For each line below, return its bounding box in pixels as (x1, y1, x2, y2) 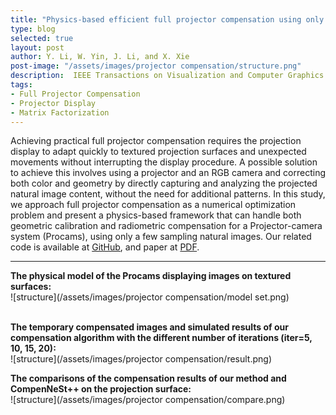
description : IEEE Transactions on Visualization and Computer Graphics (10, 71, 325, 81)
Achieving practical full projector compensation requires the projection (10, 135, 302, 147)
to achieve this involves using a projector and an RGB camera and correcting (10, 167, 327, 179)
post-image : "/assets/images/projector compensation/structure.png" (10, 61, 302, 71)
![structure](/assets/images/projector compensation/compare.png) (10, 394, 286, 406)
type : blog (10, 24, 56, 34)
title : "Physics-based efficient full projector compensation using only (10, 14, 325, 25)
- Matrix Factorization (10, 107, 110, 118)
